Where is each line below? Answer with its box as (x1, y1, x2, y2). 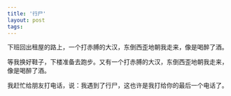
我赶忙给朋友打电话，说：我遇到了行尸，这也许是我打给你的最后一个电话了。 (7, 81, 228, 90)
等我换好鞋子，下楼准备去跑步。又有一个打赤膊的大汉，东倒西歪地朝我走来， (7, 58, 228, 66)
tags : (7, 23, 23, 30)
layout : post (7, 17, 45, 24)
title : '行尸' (7, 10, 47, 17)
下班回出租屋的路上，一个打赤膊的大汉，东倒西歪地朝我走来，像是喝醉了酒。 (7, 43, 228, 51)
